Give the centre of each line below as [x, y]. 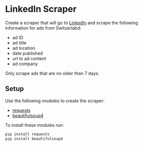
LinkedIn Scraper [41, 9]
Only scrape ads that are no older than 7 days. [52, 73]
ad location [24, 48]
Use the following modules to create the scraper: [55, 101]
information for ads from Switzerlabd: [43, 28]
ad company [25, 64]
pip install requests [27, 134]
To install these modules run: [35, 125]
